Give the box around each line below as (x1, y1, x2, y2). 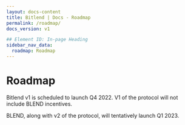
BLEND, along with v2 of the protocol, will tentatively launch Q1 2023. (6, 112, 180, 119)
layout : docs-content (6, 8, 61, 15)
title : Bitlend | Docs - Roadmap (6, 14, 91, 21)
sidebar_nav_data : (6, 42, 53, 48)
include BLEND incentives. (6, 100, 73, 107)
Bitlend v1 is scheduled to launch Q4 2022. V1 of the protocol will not (6, 94, 178, 101)
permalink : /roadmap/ (6, 20, 61, 26)
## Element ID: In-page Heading (6, 37, 88, 43)
